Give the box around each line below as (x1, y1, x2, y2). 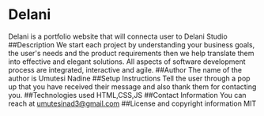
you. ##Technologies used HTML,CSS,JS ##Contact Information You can (8, 90, 247, 99)
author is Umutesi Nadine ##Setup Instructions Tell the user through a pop (8, 73, 251, 83)
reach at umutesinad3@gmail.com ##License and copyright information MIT (8, 99, 257, 108)
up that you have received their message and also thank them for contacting (8, 81, 257, 92)
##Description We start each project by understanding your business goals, (8, 39, 255, 49)
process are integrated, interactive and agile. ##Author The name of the (8, 65, 243, 74)
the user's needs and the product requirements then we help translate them (8, 48, 255, 58)
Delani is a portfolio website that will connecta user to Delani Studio (8, 32, 228, 41)
